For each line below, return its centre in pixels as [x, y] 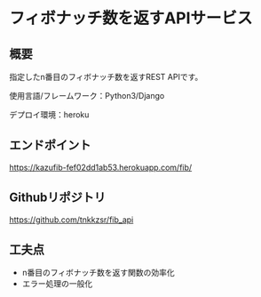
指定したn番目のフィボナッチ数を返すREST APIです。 [106, 77]
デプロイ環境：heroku [49, 115]
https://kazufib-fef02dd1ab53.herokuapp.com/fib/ [101, 167]
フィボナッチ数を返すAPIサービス [131, 18]
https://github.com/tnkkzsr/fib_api [71, 220]
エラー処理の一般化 [57, 284]
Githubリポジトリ [58, 198]
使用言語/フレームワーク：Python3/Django [87, 96]
